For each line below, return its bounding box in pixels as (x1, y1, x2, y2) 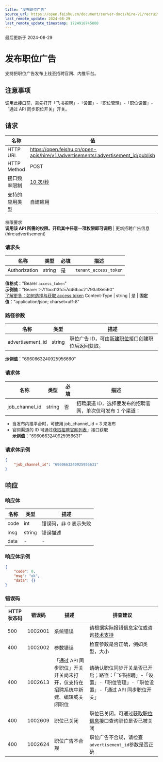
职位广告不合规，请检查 (89, 734, 143, 741)
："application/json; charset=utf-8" (9, 299, 80, 305)
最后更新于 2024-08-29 (5, 35, 52, 40)
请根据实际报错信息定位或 (89, 624, 148, 631)
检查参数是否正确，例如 (89, 641, 143, 648)
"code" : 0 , (14, 569, 36, 574)
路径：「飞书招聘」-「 (99, 672, 149, 679)
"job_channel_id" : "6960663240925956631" (14, 462, 98, 467)
